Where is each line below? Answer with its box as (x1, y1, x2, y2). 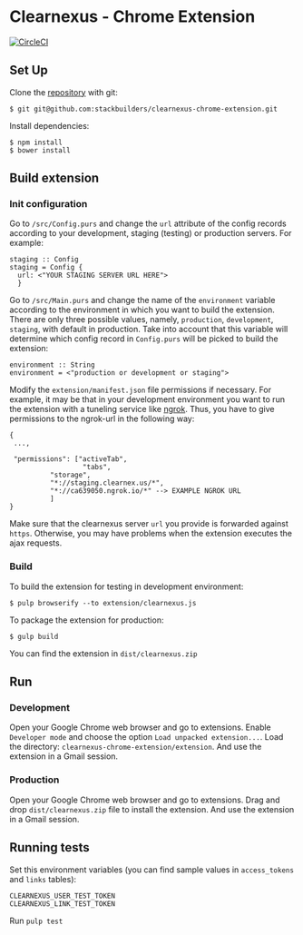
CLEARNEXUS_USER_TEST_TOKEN (9, 891, 116, 901)
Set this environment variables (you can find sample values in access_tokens (9, 864, 295, 875)
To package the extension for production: (9, 615, 164, 625)
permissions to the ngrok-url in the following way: (9, 413, 195, 424)
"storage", (49, 470, 92, 480)
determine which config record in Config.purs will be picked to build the (9, 333, 279, 344)
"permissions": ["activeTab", (13, 455, 128, 464)
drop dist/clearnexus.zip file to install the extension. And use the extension (9, 803, 295, 814)
